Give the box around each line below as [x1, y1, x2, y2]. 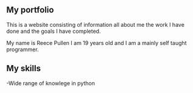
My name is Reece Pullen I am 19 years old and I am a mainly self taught [6, 39, 187, 46]
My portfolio [6, 5, 54, 15]
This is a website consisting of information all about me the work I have [6, 21, 184, 28]
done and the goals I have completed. [6, 27, 101, 35]
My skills [6, 63, 41, 74]
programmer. [6, 46, 39, 53]
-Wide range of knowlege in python [6, 79, 96, 87]
